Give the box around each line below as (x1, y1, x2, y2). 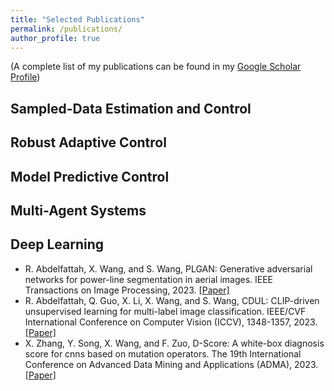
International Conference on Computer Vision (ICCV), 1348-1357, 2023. (24, 316, 318, 328)
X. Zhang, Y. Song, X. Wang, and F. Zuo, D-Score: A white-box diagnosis (24, 337, 325, 349)
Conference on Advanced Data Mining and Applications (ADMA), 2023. (24, 358, 319, 370)
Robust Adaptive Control (10, 134, 167, 151)
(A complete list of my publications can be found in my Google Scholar (10, 61, 302, 73)
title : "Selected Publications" (10, 14, 145, 25)
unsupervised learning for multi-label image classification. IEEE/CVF (24, 305, 307, 317)
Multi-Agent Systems (10, 202, 147, 219)
